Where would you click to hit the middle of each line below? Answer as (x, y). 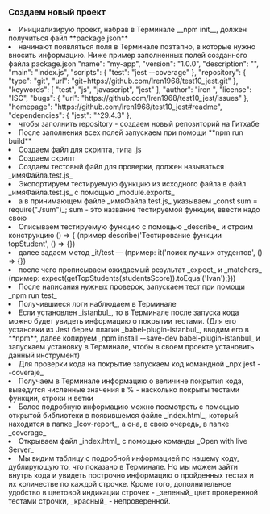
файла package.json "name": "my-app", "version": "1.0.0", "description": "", (134, 64)
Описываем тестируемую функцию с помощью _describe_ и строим (136, 227)
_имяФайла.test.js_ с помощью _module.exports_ (91, 193)
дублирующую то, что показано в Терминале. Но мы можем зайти (123, 467)
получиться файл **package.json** (69, 38)
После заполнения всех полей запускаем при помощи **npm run (131, 132)
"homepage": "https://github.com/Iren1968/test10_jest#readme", (116, 107)
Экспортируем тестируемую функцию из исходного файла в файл (133, 184)
